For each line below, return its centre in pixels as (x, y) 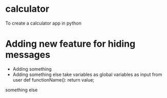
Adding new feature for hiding (70, 44)
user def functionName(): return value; (54, 80)
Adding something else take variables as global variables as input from (87, 74)
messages (28, 55)
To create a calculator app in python (44, 23)
